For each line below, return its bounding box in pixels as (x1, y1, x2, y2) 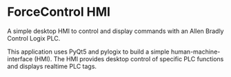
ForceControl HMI (7, 4, 111, 20)
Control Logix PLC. (7, 34, 61, 42)
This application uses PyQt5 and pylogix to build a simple (7, 47, 170, 56)
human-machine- (170, 47, 221, 56)
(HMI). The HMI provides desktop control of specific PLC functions (34, 54, 224, 63)
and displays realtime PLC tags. (7, 62, 97, 70)
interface (7, 54, 33, 63)
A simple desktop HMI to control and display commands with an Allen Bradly (7, 27, 224, 35)
